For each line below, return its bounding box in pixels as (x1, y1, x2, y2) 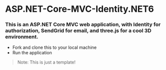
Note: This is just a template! (17, 59, 76, 65)
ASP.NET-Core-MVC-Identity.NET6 (5, 3, 154, 15)
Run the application (12, 50, 52, 56)
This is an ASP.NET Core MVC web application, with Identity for (5, 21, 161, 28)
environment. (5, 34, 39, 40)
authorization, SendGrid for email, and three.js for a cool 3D (5, 27, 152, 34)
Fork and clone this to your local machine (12, 44, 97, 50)
